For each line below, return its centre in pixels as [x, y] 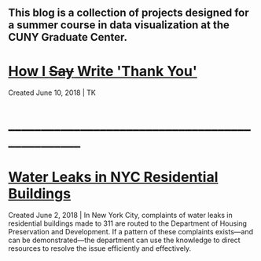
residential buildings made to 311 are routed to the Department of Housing [128, 223]
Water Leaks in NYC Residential [113, 177]
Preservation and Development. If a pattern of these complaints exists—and [131, 232]
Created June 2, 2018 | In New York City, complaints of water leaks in [121, 216]
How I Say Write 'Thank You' [103, 71]
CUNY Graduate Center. [68, 37]
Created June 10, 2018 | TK [52, 92]
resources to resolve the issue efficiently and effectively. [100, 248]
